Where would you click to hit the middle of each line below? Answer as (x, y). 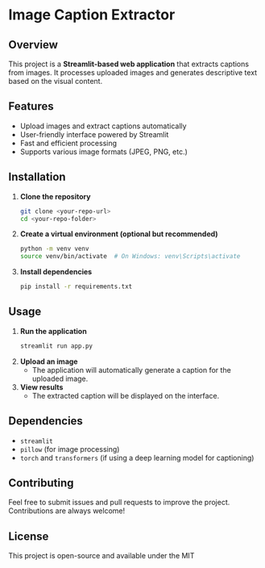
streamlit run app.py (56, 346)
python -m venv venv (54, 249)
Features (31, 106)
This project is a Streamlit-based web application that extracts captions (129, 64)
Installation (37, 177)
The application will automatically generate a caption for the (131, 370)
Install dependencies (56, 272)
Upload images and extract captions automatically (103, 126)
